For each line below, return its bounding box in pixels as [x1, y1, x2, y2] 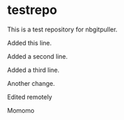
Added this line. [7, 38, 52, 47]
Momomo [7, 106, 35, 114]
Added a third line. [7, 66, 60, 74]
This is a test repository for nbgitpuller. [7, 25, 118, 33]
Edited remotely [7, 93, 53, 101]
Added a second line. [7, 52, 68, 61]
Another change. [7, 79, 55, 87]
